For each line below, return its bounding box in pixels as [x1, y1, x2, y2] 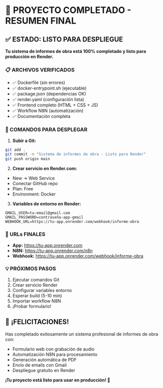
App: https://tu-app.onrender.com [12, 242, 83, 248]
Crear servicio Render [12, 282, 58, 288]
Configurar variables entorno [12, 287, 72, 293]
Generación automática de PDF [12, 356, 77, 362]
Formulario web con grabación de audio [12, 346, 95, 352]
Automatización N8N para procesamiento [12, 351, 98, 357]
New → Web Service [12, 175, 55, 181]
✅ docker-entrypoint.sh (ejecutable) [12, 85, 87, 91]
